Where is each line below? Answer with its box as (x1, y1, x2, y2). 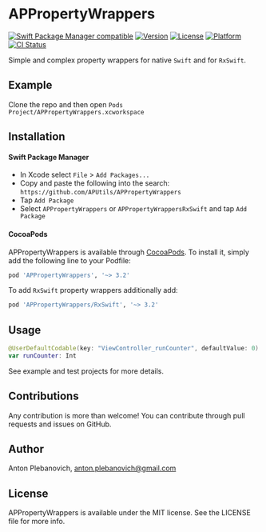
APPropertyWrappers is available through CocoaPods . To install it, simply (8, 247, 250, 257)
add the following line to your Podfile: (8, 255, 132, 265)
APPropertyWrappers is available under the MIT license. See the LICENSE (8, 508, 252, 518)
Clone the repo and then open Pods (8, 99, 124, 109)
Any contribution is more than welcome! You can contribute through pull (8, 410, 245, 420)
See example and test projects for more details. (8, 366, 165, 376)
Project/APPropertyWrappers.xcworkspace (8, 108, 145, 116)
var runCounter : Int (8, 351, 77, 360)
